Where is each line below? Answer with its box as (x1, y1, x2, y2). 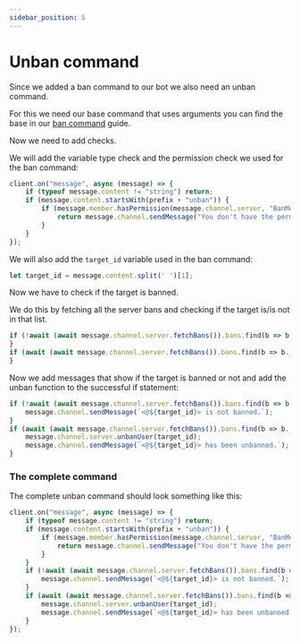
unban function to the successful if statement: (9, 381, 179, 392)
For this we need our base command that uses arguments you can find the (9, 108, 284, 119)
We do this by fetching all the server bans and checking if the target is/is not (9, 304, 290, 315)
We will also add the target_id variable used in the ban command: (9, 253, 253, 264)
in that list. (9, 314, 47, 325)
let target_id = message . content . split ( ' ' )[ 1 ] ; (9, 270, 194, 280)
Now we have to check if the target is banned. (9, 287, 179, 298)
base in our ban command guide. (9, 117, 131, 128)
